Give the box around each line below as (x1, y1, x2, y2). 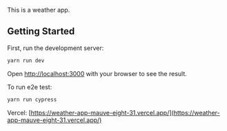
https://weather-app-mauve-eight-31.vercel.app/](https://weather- (30, 108, 220, 117)
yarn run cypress (7, 96, 57, 103)
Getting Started (7, 25, 75, 37)
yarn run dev (7, 57, 45, 64)
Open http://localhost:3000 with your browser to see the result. (7, 69, 188, 78)
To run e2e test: (7, 82, 52, 91)
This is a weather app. (7, 6, 70, 14)
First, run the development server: (7, 44, 104, 52)
